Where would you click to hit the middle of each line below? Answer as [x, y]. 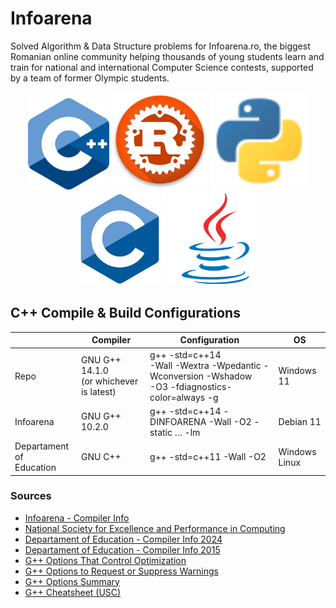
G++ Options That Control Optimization [105, 560]
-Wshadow [229, 376]
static [161, 432]
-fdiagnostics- [201, 386]
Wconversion [177, 376]
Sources [31, 496]
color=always [177, 397]
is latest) [98, 391]
